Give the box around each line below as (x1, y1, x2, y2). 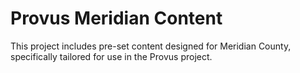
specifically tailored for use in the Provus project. (10, 50, 213, 62)
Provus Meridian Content (10, 7, 223, 30)
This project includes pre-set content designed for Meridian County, (10, 40, 292, 52)
